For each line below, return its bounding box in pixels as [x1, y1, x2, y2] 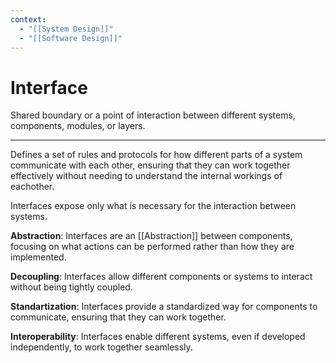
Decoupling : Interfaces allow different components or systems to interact [10, 271, 313, 283]
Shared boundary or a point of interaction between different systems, [10, 109, 296, 121]
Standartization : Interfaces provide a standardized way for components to [10, 301, 318, 313]
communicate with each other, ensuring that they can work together [10, 159, 291, 171]
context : [10, 14, 47, 25]
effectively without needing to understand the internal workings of [10, 170, 283, 182]
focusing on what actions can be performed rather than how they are [10, 241, 295, 253]
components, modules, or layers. [10, 120, 146, 132]
